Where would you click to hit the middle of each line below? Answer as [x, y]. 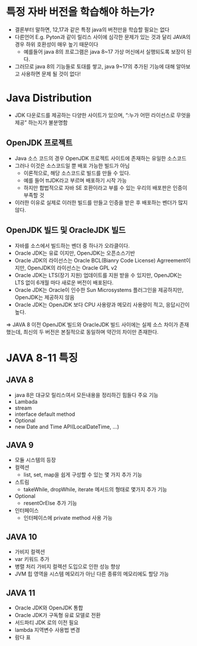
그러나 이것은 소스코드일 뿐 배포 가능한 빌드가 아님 [72, 165]
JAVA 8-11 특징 [42, 358]
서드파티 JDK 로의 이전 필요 [46, 622]
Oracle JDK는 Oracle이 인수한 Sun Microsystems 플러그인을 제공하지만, [99, 290]
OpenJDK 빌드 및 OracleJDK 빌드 [66, 230]
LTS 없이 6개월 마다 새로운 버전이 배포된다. [64, 282]
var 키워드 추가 [32, 559]
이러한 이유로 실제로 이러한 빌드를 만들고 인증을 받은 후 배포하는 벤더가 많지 [101, 202]
